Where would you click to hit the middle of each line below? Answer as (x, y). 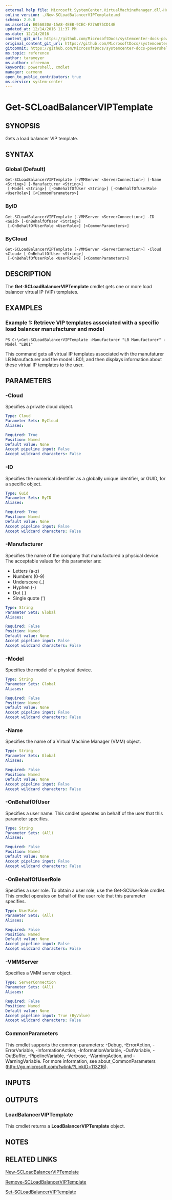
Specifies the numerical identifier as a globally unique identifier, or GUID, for (85, 478)
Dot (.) (19, 593)
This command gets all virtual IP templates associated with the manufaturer (85, 354)
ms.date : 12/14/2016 (27, 34)
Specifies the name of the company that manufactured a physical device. (82, 555)
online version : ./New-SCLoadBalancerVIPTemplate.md (63, 15)
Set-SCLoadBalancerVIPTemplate (41, 1192)
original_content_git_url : (34, 44)
